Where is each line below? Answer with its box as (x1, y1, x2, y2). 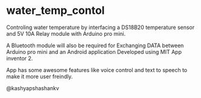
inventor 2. (6, 54, 33, 62)
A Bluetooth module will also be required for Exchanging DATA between (6, 42, 184, 49)
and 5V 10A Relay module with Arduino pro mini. (6, 30, 126, 37)
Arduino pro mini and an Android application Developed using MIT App (6, 48, 182, 55)
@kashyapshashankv (6, 84, 59, 91)
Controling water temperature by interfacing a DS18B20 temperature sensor (6, 24, 195, 31)
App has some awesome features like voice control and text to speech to (6, 66, 188, 73)
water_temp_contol (6, 4, 105, 18)
